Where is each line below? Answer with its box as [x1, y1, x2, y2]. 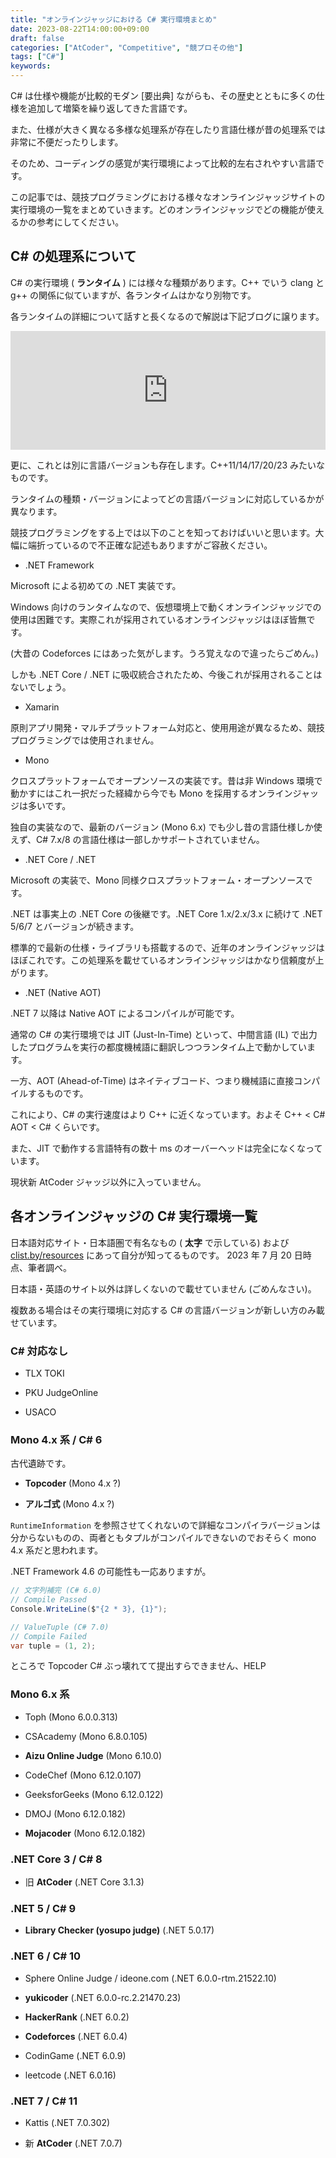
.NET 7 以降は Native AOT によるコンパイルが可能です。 [10, 1007, 240, 1019]
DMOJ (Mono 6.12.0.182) [24, 1807, 127, 1820]
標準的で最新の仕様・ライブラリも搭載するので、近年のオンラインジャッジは [10, 941, 325, 953]
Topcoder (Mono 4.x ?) [24, 1477, 122, 1490]
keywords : [10, 61, 52, 71]
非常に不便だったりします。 [10, 136, 124, 148]
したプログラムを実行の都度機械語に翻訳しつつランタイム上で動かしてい [10, 1041, 308, 1053]
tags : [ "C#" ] [10, 52, 65, 62]
